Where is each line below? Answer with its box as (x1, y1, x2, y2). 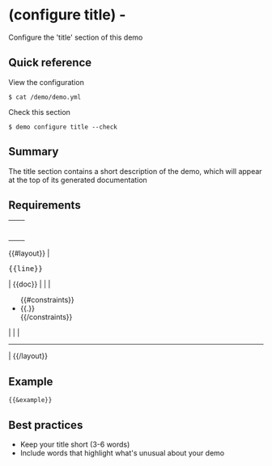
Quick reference (8, 56, 92, 70)
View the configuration (8, 77, 85, 87)
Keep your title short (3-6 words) (19, 439, 130, 449)
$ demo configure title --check (8, 123, 117, 131)
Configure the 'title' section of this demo (8, 32, 143, 42)
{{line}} (8, 265, 43, 273)
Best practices (8, 418, 83, 432)
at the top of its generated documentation (8, 175, 147, 184)
